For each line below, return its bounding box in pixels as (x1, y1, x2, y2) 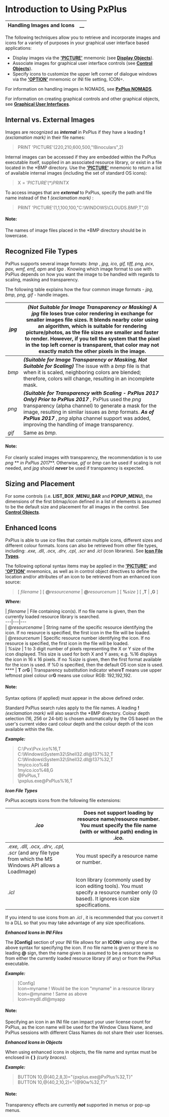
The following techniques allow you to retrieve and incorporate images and (5, 34, 160, 40)
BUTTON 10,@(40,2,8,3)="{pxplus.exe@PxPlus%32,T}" (17, 1074, 133, 1080)
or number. (75, 858, 102, 865)
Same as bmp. (23, 429, 57, 436)
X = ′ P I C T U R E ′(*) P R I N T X (17, 180, 69, 186)
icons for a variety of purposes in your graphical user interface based (5, 39, 149, 46)
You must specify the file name (80, 822, 157, 829)
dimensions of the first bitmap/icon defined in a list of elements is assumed (5, 498, 161, 504)
